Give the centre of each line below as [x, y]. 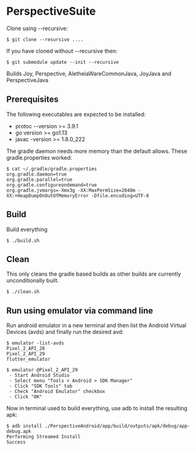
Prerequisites [32, 99]
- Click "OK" [26, 397]
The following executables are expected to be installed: [76, 114]
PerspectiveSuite [51, 11]
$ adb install [24, 426]
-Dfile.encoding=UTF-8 [120, 196]
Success [16, 442]
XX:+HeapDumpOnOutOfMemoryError [47, 196]
